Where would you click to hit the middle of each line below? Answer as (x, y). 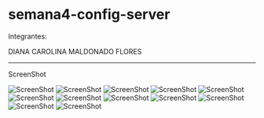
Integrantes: (27, 36)
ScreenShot (27, 74)
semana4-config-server (89, 15)
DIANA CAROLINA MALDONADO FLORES (75, 51)
